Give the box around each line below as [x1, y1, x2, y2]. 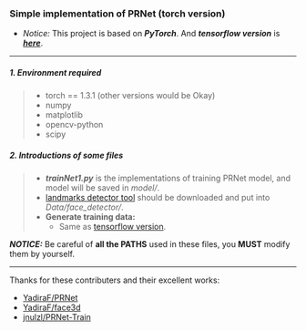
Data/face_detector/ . [45, 202, 125, 212]
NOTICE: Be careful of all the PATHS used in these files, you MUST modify [9, 239, 291, 250]
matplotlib [45, 109, 84, 120]
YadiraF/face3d [22, 302, 81, 313]
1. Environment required [9, 67, 102, 78]
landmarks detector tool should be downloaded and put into [45, 192, 270, 203]
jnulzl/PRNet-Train [22, 312, 91, 323]
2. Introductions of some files [9, 150, 124, 160]
